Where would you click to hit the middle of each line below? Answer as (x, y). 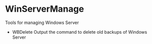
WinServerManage (45, 9)
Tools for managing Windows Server (42, 22)
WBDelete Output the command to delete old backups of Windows (80, 32)
